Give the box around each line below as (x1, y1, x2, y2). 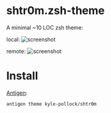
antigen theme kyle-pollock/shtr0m (6, 101, 97, 107)
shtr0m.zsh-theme (6, 4, 105, 18)
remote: (6, 47, 26, 55)
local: (6, 35, 20, 43)
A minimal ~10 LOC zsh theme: (6, 24, 84, 31)
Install (6, 69, 38, 83)
